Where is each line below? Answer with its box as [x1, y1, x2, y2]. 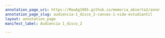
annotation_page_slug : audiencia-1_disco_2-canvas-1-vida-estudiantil [5, 12, 153, 17]
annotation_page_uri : [5, 7, 50, 12]
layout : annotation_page [5, 16, 56, 21]
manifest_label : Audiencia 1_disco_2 [5, 21, 82, 26]
